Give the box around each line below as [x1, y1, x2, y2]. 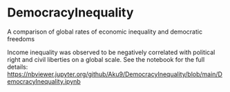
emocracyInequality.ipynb [7, 77, 81, 85]
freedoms [7, 34, 35, 43]
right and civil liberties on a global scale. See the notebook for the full [7, 55, 205, 63]
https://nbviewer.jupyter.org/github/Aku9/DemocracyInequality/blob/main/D [7, 70, 223, 78]
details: [7, 62, 28, 71]
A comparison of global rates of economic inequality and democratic [7, 27, 202, 36]
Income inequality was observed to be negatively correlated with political [7, 48, 215, 56]
